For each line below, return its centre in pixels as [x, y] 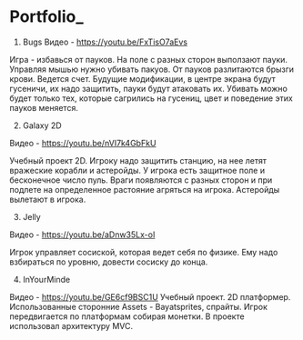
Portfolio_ [46, 17]
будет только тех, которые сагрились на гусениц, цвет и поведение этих [151, 98]
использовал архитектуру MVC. [71, 325]
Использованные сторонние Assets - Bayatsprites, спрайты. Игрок [139, 306]
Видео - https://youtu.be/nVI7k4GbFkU [83, 143]
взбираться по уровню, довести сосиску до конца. [109, 262]
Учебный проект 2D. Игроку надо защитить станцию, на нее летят [138, 160]
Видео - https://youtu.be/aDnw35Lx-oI [82, 235]
